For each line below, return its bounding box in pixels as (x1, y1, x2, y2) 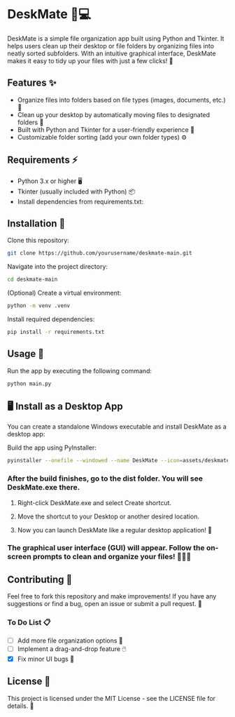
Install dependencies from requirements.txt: (17, 197, 144, 206)
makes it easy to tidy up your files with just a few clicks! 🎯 (7, 56, 173, 65)
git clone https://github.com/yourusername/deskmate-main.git (7, 250, 192, 257)
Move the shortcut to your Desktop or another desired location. (17, 512, 199, 521)
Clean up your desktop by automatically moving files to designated (17, 110, 211, 119)
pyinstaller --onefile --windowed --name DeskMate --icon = (7, 457, 183, 464)
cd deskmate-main (7, 276, 58, 283)
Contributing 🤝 (7, 573, 73, 585)
